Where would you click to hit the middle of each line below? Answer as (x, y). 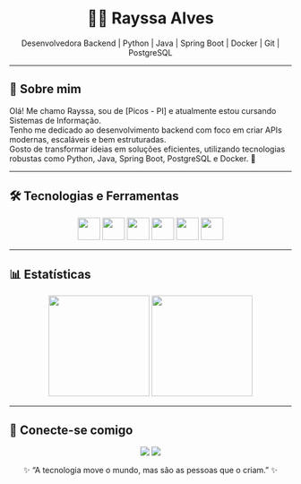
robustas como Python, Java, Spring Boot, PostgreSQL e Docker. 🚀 (133, 158)
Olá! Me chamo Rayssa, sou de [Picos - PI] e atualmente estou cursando (143, 110)
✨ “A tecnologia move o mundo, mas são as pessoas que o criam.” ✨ (150, 471)
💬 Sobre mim (46, 89)
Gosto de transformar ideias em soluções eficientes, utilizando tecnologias (147, 149)
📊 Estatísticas (50, 274)
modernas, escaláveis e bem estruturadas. (88, 139)
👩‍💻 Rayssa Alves (150, 18)
